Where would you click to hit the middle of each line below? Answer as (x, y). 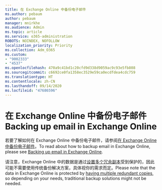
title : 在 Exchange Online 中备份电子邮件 (46, 9)
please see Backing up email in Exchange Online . (54, 152)
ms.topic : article (24, 32)
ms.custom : (16, 54)
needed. (13, 184)
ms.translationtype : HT (29, 77)
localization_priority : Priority (39, 45)
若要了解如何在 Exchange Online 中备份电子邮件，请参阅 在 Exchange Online (81, 140)
